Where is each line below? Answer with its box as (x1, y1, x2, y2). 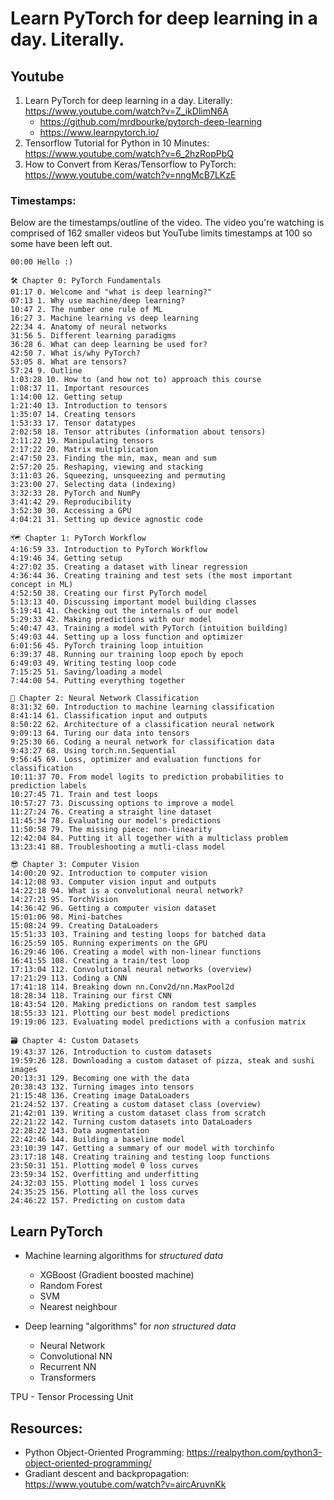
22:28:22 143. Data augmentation (10, 1126, 150, 1136)
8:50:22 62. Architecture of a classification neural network (10, 720, 275, 730)
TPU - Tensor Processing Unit (10, 1391, 134, 1403)
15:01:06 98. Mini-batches (10, 912, 123, 922)
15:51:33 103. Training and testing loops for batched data (10, 930, 267, 940)
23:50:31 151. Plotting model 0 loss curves (10, 1161, 199, 1171)
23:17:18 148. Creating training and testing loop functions (10, 1152, 271, 1162)
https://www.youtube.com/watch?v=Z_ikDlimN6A (24, 105, 229, 117)
